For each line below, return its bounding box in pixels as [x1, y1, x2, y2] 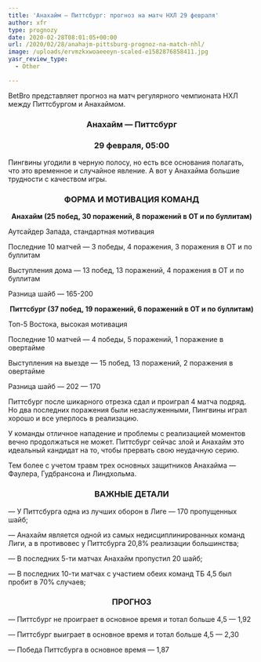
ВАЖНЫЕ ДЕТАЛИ [93, 489, 170, 500]
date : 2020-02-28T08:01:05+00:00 [8, 33, 118, 42]
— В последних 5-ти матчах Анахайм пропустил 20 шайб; [8, 554, 203, 563]
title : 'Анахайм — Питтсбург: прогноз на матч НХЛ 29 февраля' [8, 11, 219, 20]
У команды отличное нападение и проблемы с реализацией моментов [8, 429, 246, 438]
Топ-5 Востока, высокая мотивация [8, 319, 128, 329]
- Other [15, 63, 41, 71]
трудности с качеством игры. [8, 174, 107, 184]
